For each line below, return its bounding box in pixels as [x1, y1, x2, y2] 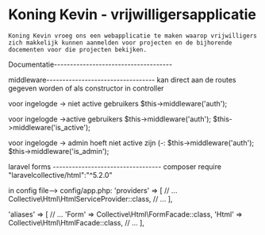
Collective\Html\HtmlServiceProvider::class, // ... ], [8, 194, 173, 203]
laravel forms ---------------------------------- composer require [8, 161, 222, 171]
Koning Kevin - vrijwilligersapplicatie [8, 6, 256, 24]
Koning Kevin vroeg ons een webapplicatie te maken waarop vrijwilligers [8, 32, 258, 40]
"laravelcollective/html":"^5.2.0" [8, 170, 113, 179]
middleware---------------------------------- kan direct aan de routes [8, 75, 236, 84]
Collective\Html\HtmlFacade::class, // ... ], [8, 218, 145, 227]
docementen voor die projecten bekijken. [8, 45, 148, 53]
